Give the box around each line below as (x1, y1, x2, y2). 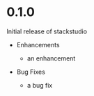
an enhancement (26, 54, 76, 63)
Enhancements (16, 40, 60, 49)
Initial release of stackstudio (6, 27, 88, 35)
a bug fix (26, 81, 53, 89)
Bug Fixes (16, 67, 46, 76)
